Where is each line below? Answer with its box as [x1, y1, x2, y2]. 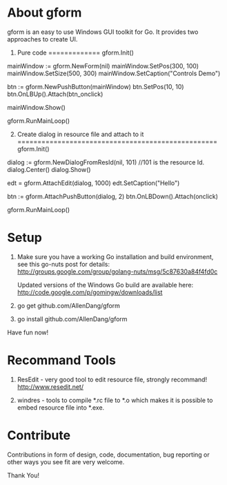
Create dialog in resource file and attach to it [17, 130, 144, 138]
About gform [7, 5, 82, 21]
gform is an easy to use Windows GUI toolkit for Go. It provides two [7, 28, 199, 36]
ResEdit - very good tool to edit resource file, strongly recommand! [17, 375, 208, 383]
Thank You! [7, 471, 40, 479]
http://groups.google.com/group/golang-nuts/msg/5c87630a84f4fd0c [17, 267, 218, 276]
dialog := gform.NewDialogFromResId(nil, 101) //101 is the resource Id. [7, 158, 205, 167]
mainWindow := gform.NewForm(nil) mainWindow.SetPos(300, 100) [7, 61, 199, 70]
